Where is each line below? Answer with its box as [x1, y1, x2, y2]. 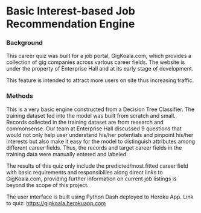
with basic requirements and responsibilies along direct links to [6, 168, 163, 176]
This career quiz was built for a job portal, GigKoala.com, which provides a [6, 52, 192, 60]
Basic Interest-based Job [6, 4, 136, 18]
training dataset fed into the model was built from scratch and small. [6, 112, 176, 119]
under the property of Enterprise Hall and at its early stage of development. [6, 65, 194, 72]
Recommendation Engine [6, 17, 135, 31]
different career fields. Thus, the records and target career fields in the [6, 144, 182, 151]
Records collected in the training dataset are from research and [6, 118, 164, 126]
